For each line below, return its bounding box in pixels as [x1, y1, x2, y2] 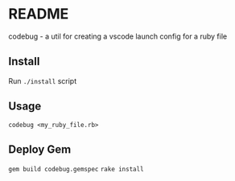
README [8, 5, 69, 23]
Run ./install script [8, 76, 77, 85]
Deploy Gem [8, 142, 72, 156]
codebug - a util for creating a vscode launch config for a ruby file [8, 31, 228, 41]
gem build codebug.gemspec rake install [8, 166, 144, 174]
